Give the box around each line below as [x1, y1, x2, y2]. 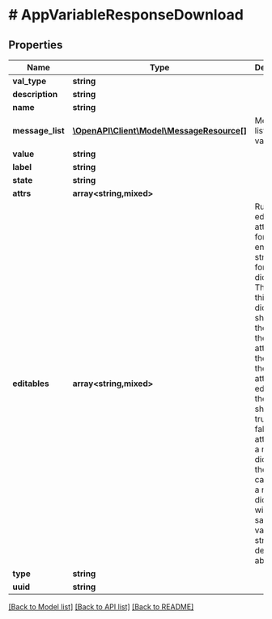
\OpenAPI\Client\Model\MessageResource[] [72, 125, 247, 136]
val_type [12, 75, 47, 87]
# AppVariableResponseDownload [8, 6, 244, 24]
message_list [12, 125, 65, 136]
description [12, 89, 58, 100]
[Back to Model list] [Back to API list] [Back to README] [8, 602, 194, 612]
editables [12, 378, 50, 389]
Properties [8, 38, 63, 52]
